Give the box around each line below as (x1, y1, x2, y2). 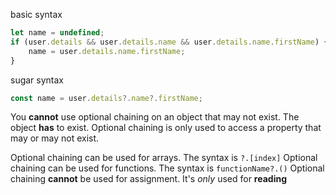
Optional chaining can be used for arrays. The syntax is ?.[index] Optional (10, 152, 318, 164)
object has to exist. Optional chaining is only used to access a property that (10, 122, 322, 134)
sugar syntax (10, 74, 65, 86)
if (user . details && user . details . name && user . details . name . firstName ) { (10, 37, 329, 47)
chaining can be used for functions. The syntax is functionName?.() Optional (10, 162, 325, 174)
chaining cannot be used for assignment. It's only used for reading (10, 173, 288, 185)
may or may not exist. (10, 132, 100, 144)
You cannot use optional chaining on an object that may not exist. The (10, 111, 300, 123)
